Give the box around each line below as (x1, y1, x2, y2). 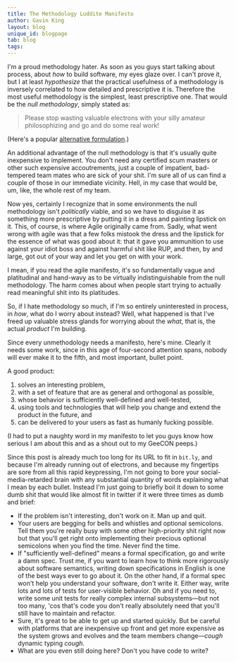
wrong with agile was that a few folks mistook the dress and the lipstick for (7, 230, 224, 238)
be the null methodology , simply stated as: (7, 100, 130, 108)
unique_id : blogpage (7, 30, 68, 37)
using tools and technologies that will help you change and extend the (17, 403, 221, 411)
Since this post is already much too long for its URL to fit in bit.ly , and (7, 453, 213, 461)
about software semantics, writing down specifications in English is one (17, 564, 225, 572)
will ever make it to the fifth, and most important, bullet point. (7, 354, 184, 361)
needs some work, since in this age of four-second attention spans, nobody (7, 346, 228, 354)
